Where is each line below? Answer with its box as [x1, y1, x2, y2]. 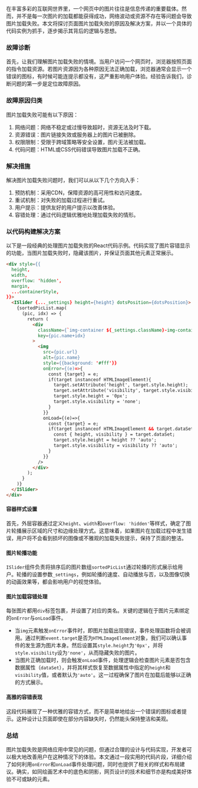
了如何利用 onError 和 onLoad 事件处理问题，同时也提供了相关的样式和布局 [6, 760, 180, 767]
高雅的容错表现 [6, 693, 42, 701]
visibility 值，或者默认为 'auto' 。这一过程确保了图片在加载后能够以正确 [14, 672, 192, 679]
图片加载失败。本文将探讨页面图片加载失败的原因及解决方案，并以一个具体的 [6, 20, 192, 27]
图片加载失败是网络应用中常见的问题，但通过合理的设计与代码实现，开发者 [6, 745, 187, 753]
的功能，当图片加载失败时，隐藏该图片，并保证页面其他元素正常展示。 [6, 249, 177, 257]
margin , [11, 283, 31, 289]
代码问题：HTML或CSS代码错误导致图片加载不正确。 [14, 145, 143, 153]
